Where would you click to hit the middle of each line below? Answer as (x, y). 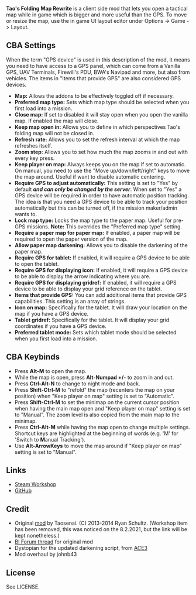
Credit (18, 509)
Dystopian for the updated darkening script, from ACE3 (81, 548)
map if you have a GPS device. (51, 313)
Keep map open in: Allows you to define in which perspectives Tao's (97, 127)
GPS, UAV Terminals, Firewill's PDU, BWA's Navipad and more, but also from (98, 72)
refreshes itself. (33, 145)
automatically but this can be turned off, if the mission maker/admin (96, 208)
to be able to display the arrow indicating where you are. (82, 276)
